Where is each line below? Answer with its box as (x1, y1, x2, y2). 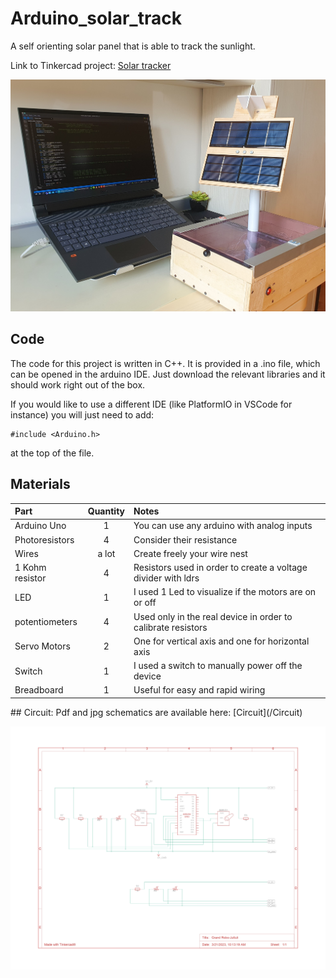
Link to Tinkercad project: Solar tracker (10, 59, 172, 71)
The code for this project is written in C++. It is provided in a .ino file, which (10, 357, 321, 369)
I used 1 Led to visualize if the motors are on (133, 586, 317, 598)
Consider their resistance (133, 533, 238, 546)
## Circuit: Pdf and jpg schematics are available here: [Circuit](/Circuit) (10, 706, 303, 718)
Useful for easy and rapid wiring (133, 684, 266, 696)
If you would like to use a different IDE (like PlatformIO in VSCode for (10, 398, 293, 410)
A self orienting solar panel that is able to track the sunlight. (10, 40, 256, 52)
